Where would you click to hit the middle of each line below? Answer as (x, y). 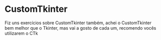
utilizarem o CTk (21, 33)
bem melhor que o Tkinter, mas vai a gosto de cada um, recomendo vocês (80, 28)
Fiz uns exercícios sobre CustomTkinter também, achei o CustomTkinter (78, 23)
